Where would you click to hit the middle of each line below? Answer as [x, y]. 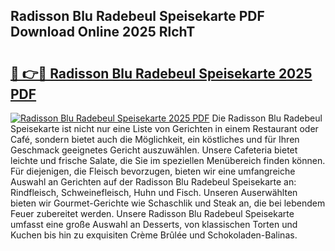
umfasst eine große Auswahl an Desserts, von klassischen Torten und [154, 224]
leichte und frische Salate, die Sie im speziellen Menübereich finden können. [168, 160]
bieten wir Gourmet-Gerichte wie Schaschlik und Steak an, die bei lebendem [168, 203]
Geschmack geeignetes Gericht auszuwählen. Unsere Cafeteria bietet [154, 150]
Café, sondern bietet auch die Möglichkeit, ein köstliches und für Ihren [155, 139]
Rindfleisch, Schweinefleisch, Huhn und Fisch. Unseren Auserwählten [154, 192]
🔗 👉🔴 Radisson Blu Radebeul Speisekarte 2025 [161, 73]
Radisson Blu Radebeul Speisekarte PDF [137, 16]
